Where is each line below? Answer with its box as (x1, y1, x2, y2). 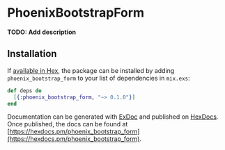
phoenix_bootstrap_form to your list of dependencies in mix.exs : (7, 74, 190, 82)
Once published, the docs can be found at (7, 120, 128, 128)
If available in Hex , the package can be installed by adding (7, 66, 175, 74)
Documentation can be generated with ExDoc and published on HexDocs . (7, 112, 219, 121)
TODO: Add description (7, 28, 77, 36)
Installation (7, 48, 57, 60)
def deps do (7, 87, 42, 94)
